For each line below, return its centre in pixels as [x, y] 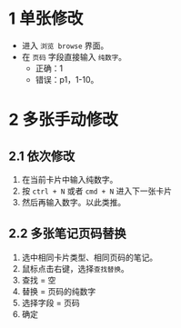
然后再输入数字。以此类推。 [74, 202]
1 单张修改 [46, 19]
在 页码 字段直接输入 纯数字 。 [74, 56]
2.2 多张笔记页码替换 [67, 234]
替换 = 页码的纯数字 [59, 291]
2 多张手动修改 [64, 120]
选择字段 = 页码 [50, 303]
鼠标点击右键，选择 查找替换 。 [75, 268]
